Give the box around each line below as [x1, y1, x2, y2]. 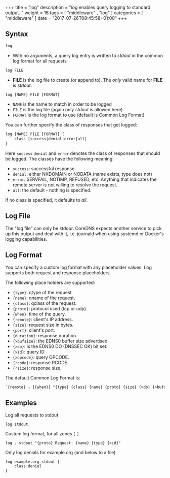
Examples [5, 398, 37, 407]
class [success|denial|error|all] [14, 137, 87, 142]
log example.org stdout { [5, 459, 60, 464]
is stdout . [12, 82, 32, 88]
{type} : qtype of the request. [12, 289, 73, 295]
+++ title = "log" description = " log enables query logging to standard [5, 5, 151, 10]
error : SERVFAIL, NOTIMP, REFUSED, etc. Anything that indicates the [12, 176, 157, 182]
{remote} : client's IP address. [12, 316, 73, 322]
